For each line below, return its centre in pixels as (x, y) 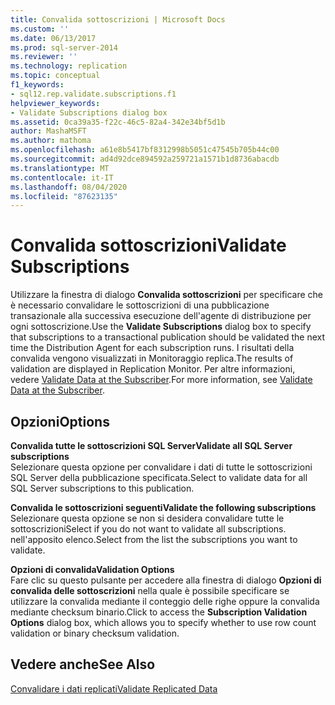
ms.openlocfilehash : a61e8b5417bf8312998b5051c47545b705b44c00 (145, 150)
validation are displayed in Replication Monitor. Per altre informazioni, (153, 369)
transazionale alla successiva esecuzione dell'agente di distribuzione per (161, 316)
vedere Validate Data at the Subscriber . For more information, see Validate (161, 380)
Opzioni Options (60, 421)
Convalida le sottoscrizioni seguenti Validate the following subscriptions (163, 507)
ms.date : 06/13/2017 (53, 38)
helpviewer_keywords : (55, 103)
